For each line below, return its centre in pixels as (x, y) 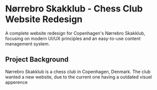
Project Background (37, 60)
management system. (28, 43)
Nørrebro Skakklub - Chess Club (74, 9)
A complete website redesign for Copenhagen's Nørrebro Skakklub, (75, 33)
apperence (16, 82)
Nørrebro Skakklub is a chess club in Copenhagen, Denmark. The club (78, 71)
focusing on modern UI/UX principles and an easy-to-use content (73, 38)
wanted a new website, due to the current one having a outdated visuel (78, 77)
